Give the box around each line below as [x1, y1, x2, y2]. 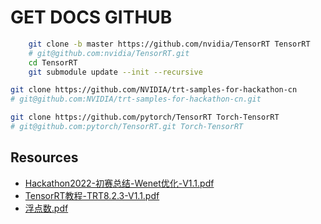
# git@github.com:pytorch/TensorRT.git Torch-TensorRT [10, 122, 244, 132]
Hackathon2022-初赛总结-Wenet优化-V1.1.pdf [24, 177, 215, 189]
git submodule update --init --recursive [28, 67, 203, 77]
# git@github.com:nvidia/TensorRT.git [28, 48, 190, 58]
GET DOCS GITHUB [10, 6, 173, 29]
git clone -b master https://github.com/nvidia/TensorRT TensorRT [28, 39, 311, 49]
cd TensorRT [28, 57, 78, 68]
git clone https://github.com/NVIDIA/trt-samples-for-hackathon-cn [10, 85, 298, 95]
